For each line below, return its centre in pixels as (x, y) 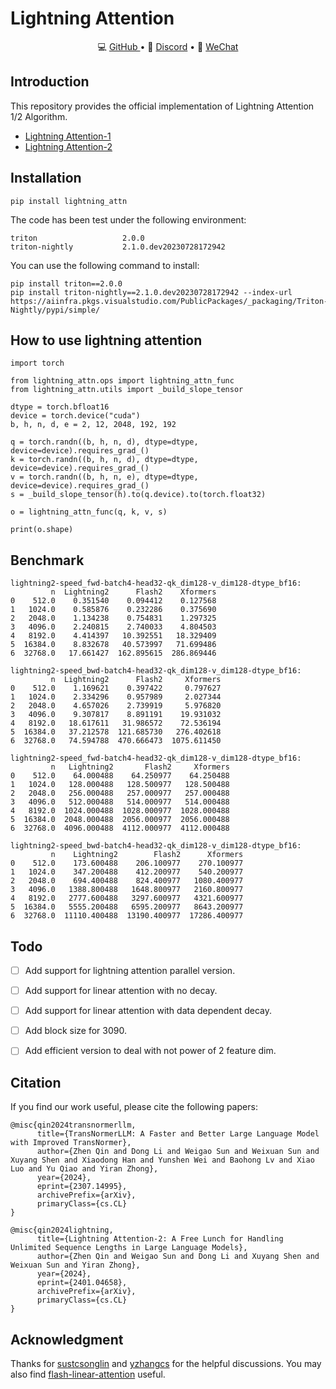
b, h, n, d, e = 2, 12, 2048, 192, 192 (93, 425)
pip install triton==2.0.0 (66, 283)
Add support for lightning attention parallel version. (130, 970)
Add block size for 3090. (75, 1031)
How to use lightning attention (106, 340)
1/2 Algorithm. (39, 116)
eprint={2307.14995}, (82, 1187)
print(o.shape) (42, 530)
